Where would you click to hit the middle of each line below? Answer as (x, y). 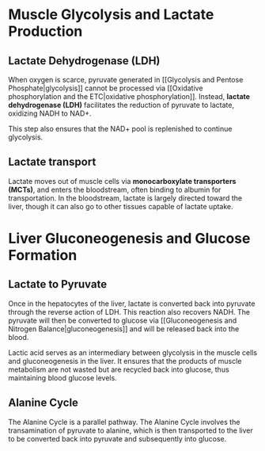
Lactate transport (52, 162)
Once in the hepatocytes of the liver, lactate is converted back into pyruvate (132, 304)
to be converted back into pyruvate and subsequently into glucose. (117, 438)
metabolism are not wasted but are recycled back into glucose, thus (119, 369)
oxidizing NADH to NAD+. (50, 113)
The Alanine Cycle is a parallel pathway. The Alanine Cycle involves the (124, 422)
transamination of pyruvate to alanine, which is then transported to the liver (131, 430)
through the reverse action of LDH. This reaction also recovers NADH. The (129, 311)
